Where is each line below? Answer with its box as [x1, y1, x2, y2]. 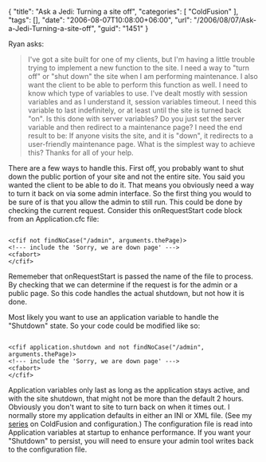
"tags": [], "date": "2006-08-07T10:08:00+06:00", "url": [8, 15, 193, 25]
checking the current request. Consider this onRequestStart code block [8, 206, 243, 215]
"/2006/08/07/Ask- [194, 15, 257, 25]
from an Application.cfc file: [8, 215, 100, 223]
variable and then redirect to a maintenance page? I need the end [27, 123, 243, 132]
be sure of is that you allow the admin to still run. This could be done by [8, 197, 243, 207]
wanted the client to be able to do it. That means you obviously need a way [8, 180, 255, 190]
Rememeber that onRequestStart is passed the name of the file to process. [8, 271, 253, 281]
